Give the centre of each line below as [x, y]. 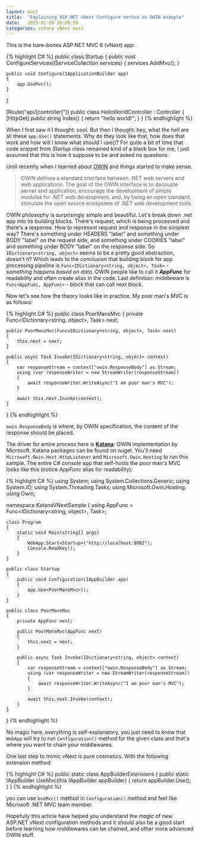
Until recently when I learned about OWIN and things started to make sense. [99, 166]
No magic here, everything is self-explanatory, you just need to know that [96, 732]
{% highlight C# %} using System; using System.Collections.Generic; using [98, 481]
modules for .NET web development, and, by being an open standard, [106, 197]
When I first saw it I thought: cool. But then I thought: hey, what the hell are [97, 130]
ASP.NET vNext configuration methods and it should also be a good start [95, 822]
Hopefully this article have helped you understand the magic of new [89, 816]
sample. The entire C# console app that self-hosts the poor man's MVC [94, 463]
